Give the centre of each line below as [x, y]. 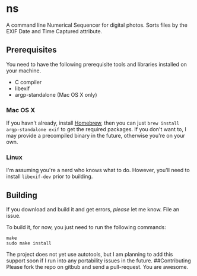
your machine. [24, 71]
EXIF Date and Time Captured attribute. [54, 31]
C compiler [28, 82]
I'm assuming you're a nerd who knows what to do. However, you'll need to [98, 170]
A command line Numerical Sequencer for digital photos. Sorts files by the [97, 25]
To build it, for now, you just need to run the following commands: [86, 227]
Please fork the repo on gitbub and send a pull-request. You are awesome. [97, 267]
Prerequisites [31, 50]
